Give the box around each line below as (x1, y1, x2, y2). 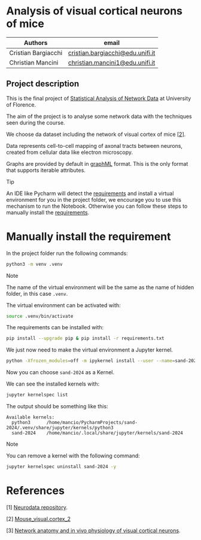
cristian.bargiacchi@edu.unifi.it (68, 48, 156, 57)
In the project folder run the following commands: (6, 250, 128, 257)
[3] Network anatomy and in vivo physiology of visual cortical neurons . (6, 527, 181, 534)
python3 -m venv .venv (6, 261, 63, 267)
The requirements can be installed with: (6, 324, 104, 331)
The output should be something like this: (6, 403, 109, 410)
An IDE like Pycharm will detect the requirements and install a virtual (6, 190, 174, 197)
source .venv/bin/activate (6, 313, 74, 319)
